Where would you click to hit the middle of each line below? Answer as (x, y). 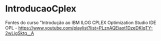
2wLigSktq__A (19, 33)
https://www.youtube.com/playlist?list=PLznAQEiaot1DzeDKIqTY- (86, 27)
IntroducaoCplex (41, 9)
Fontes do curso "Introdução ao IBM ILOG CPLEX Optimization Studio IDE (81, 22)
